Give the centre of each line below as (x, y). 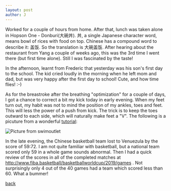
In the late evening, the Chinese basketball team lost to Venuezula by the (82, 141)
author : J (16, 15)
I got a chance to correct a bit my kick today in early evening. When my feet (85, 99)
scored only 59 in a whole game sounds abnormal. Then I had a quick (79, 152)
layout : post (19, 10)
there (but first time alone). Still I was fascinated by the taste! (69, 58)
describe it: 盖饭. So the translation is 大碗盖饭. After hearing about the (80, 47)
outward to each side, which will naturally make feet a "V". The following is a (86, 116)
